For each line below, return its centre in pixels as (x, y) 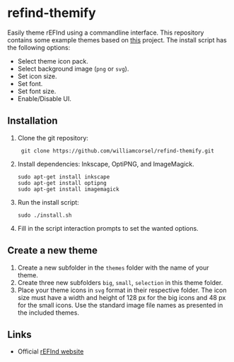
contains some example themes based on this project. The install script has (117, 40)
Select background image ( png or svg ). (73, 68)
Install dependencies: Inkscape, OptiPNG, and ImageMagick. (106, 164)
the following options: (39, 47)
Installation (33, 121)
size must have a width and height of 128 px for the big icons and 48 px (122, 297)
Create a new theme (52, 251)
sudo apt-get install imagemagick (68, 189)
